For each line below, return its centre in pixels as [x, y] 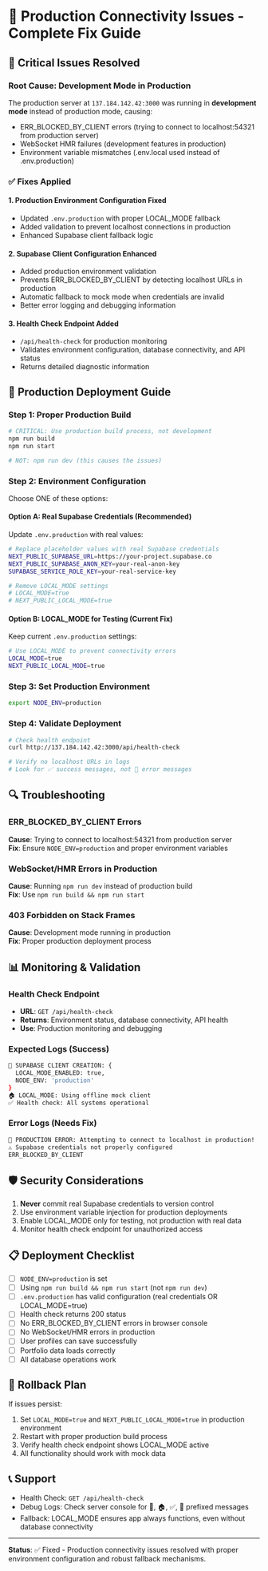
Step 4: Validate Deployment [65, 724]
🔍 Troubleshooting [57, 795]
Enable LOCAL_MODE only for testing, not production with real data [130, 1221]
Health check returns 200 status [73, 1314]
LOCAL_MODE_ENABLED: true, [60, 1073]
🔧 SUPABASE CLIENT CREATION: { [60, 1066]
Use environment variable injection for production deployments [124, 1212]
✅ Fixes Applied [40, 181]
